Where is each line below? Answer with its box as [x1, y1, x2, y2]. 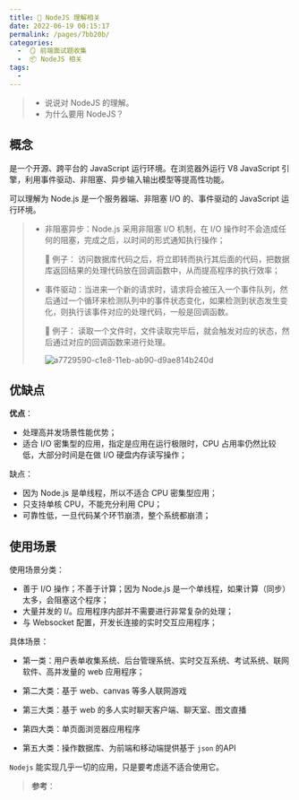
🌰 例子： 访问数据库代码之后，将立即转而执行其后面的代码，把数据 [44, 253, 290, 265]
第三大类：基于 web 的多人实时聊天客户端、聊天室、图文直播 [21, 705, 247, 716]
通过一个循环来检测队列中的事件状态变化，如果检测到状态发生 [52, 295, 280, 306]
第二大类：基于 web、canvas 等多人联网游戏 [21, 685, 187, 696]
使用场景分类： [9, 564, 64, 575]
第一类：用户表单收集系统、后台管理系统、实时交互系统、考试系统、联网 [21, 656, 289, 666]
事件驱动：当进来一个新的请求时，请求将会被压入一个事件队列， [44, 283, 280, 294]
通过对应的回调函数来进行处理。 [52, 336, 171, 347]
